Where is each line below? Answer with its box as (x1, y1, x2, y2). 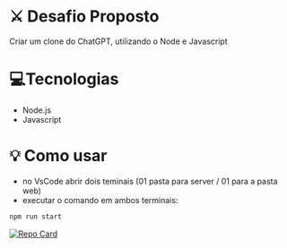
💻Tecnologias (9, 69, 119, 90)
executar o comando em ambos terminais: (22, 194, 178, 205)
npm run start (9, 212, 63, 221)
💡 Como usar (9, 146, 108, 167)
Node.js (22, 105, 52, 115)
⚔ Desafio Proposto (9, 6, 160, 27)
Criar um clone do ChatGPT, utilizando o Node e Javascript (9, 36, 228, 47)
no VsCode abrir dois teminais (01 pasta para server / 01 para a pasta (22, 175, 278, 186)
